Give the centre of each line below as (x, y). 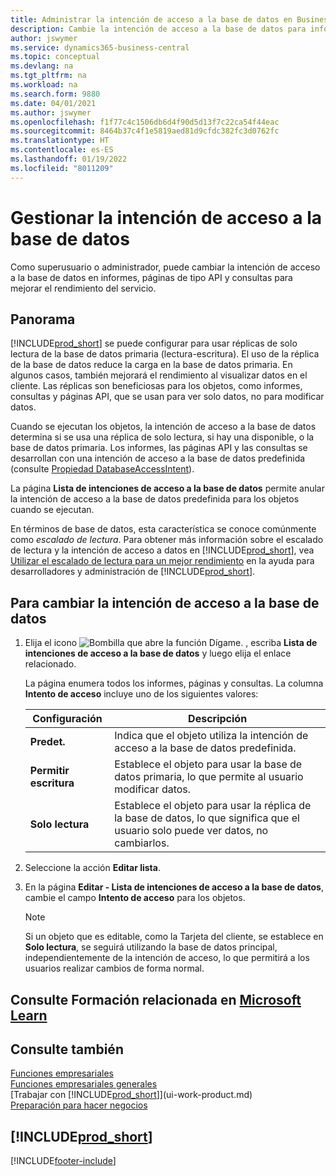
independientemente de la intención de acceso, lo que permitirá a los (167, 958)
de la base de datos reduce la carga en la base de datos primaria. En (151, 365)
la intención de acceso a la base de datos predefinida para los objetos (155, 499)
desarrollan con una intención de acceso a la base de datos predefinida (158, 458)
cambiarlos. (142, 843)
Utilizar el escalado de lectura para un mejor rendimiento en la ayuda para (162, 561)
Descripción (218, 719)
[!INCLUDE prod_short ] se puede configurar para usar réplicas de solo (154, 343)
